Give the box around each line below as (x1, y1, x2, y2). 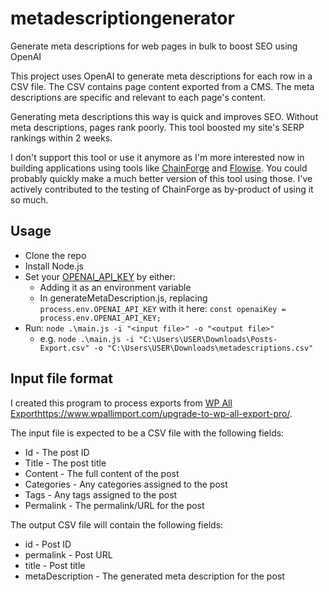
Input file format (10, 370, 113, 387)
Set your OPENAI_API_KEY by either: (24, 270, 176, 282)
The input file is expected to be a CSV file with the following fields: (10, 427, 285, 439)
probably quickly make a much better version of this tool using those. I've (10, 172, 313, 184)
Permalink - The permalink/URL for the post (24, 499, 205, 511)
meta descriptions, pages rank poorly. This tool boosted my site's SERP (10, 121, 305, 133)
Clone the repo (24, 249, 87, 261)
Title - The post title (24, 457, 107, 469)
